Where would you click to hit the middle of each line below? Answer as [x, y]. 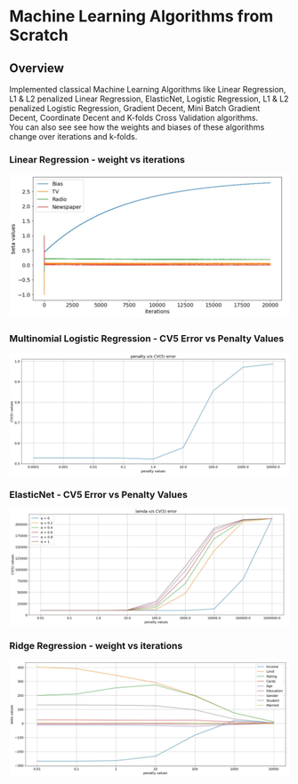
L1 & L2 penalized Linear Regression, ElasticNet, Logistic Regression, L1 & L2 [149, 99]
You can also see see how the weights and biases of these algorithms [137, 127]
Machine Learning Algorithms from [141, 16]
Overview [37, 68]
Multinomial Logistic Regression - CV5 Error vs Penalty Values [147, 339]
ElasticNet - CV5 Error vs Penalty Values [99, 494]
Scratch [39, 35]
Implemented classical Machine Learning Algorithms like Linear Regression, [148, 89]
